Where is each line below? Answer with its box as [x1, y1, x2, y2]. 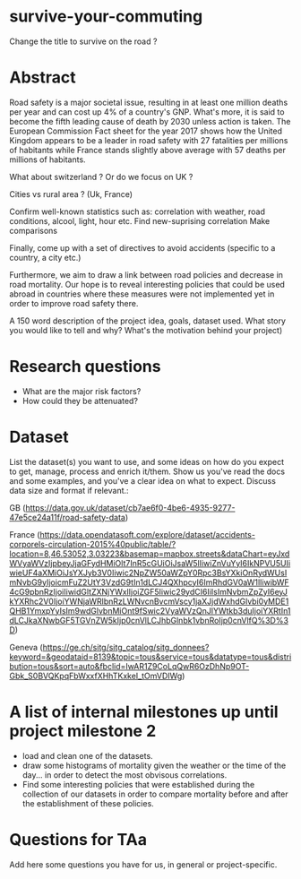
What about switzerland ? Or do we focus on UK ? [9, 171, 193, 182]
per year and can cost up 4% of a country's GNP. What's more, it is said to [9, 106, 285, 117]
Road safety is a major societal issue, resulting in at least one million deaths [9, 97, 288, 108]
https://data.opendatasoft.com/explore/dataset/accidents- [39, 529, 255, 539]
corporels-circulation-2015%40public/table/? [9, 539, 176, 549]
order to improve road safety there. [9, 297, 139, 308]
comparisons [9, 225, 58, 236]
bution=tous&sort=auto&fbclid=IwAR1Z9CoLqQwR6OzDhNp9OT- [9, 660, 250, 671]
